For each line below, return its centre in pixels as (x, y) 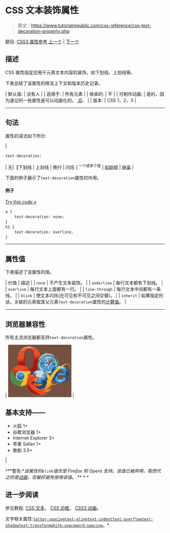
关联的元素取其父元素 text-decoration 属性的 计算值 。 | (70, 302)
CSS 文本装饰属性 (42, 10)
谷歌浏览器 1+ (27, 432)
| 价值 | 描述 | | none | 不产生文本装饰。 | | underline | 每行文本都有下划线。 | (84, 283)
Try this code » (21, 202)
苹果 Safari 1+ (27, 444)
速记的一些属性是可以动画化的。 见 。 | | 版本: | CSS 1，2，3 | (73, 100)
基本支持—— (25, 412)
